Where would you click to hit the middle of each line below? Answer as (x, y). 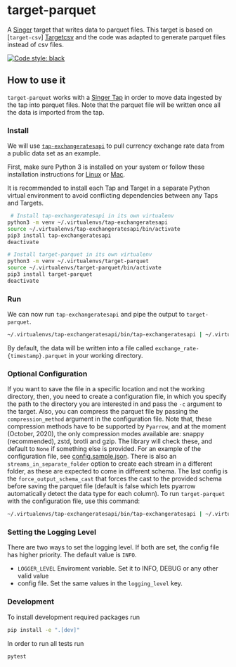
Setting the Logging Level (52, 532)
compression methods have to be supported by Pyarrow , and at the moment (117, 426)
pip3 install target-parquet (50, 274)
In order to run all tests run (46, 643)
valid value (33, 576)
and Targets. (26, 203)
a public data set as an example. (54, 153)
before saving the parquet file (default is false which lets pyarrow (101, 486)
